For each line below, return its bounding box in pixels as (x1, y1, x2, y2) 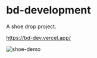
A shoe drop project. (6, 23, 57, 30)
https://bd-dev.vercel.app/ (6, 34, 71, 41)
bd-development (6, 4, 91, 17)
